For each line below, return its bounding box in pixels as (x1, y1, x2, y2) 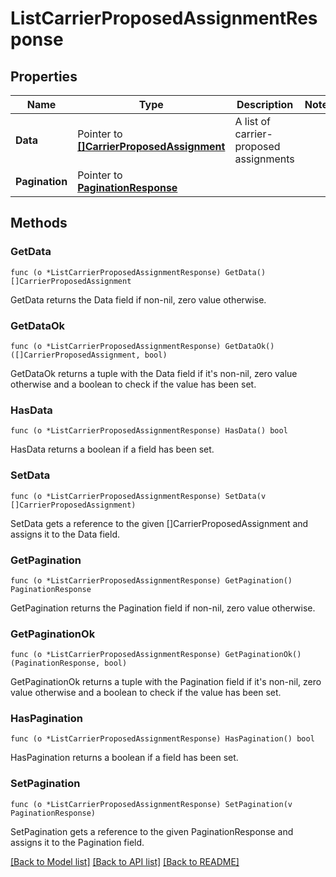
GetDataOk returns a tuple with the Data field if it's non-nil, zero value (10, 367, 298, 379)
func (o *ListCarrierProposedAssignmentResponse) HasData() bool (10, 426, 288, 436)
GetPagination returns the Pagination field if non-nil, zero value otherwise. (10, 602, 316, 614)
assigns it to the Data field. (10, 528, 120, 540)
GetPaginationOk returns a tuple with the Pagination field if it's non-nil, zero (10, 676, 322, 688)
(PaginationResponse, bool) (10, 658, 128, 669)
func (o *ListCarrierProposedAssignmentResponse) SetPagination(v (10, 799, 293, 809)
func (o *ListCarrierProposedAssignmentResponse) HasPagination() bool (10, 734, 315, 744)
